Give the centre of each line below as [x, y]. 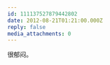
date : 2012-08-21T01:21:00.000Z [55, 20]
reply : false [27, 27]
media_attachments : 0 [39, 34]
